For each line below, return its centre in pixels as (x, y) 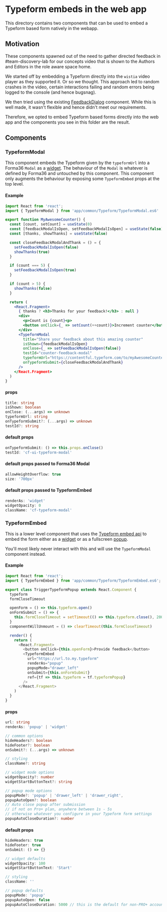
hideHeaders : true (24, 841)
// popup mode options (29, 791)
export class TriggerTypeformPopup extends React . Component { (71, 590)
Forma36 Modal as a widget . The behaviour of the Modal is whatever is (77, 168)
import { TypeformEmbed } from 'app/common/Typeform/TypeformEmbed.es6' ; (83, 580)
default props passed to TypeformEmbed (48, 490)
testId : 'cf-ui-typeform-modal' (39, 453)
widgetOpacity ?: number (30, 777)
